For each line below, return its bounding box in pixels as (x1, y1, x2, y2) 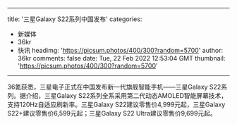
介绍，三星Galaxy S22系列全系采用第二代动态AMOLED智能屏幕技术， (25, 92, 228, 99)
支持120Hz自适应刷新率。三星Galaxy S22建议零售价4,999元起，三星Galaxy (7, 100, 226, 108)
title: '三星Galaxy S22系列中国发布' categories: (7, 15, 142, 23)
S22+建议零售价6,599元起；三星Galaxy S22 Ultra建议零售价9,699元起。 (7, 109, 217, 117)
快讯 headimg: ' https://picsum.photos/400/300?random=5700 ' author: (17, 46, 224, 54)
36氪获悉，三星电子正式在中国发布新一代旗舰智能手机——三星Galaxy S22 (7, 82, 221, 91)
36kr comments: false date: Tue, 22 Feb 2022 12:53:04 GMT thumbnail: (17, 54, 226, 62)
